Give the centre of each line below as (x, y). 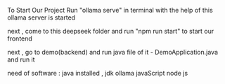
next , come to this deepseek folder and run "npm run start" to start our (111, 31)
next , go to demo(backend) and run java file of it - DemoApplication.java (113, 52)
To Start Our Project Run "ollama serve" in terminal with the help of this (110, 10)
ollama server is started (41, 17)
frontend (20, 38)
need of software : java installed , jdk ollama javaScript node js (98, 73)
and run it (21, 59)
